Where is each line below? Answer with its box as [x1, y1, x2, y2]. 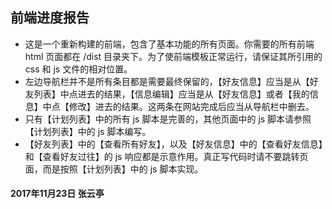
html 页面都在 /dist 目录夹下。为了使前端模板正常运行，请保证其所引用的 [24, 50, 323, 62]
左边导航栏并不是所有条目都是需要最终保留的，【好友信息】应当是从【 [24, 75, 310, 87]
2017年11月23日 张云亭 [10, 188, 105, 200]
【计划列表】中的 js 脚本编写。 [24, 125, 152, 137]
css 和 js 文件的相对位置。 [24, 63, 133, 75]
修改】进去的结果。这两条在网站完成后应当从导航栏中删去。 [68, 100, 315, 112]
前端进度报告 [10, 9, 90, 27]
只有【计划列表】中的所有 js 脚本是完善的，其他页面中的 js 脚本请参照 [24, 113, 312, 125]
